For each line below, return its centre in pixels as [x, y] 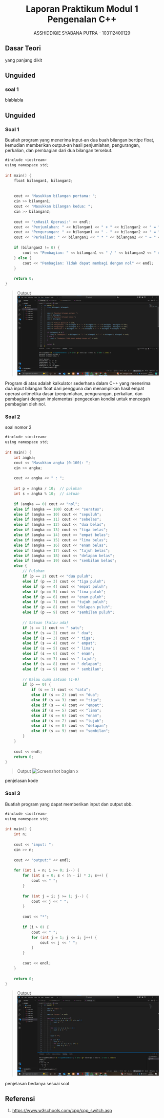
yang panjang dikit [24, 60]
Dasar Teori [23, 48]
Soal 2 [13, 417]
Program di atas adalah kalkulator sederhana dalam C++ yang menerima [78, 383]
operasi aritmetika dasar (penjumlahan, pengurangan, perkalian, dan [74, 394]
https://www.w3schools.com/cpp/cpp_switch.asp [62, 1111]
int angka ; [25, 458]
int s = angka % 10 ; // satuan [47, 494]
